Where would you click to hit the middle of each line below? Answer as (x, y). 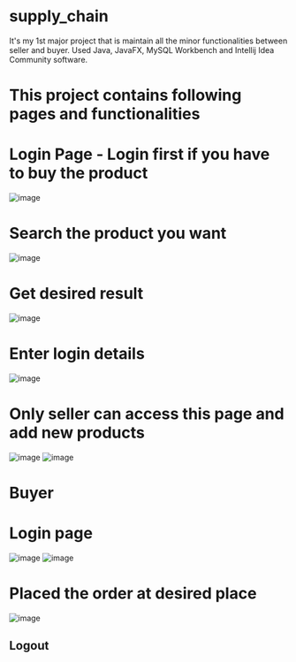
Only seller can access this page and (147, 414)
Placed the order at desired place (133, 594)
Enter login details (77, 354)
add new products (77, 433)
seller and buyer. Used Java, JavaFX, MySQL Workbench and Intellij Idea (142, 49)
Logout (29, 646)
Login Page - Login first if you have (140, 154)
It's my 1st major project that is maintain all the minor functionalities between (148, 41)
